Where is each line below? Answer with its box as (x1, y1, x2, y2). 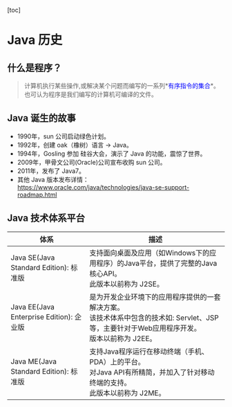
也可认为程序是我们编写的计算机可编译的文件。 (23, 90, 157, 98)
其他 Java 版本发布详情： (17, 175, 89, 183)
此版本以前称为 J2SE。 (89, 279, 164, 289)
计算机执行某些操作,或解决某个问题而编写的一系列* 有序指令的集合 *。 (23, 82, 220, 89)
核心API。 (89, 269, 122, 278)
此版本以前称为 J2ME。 (89, 388, 166, 397)
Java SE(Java (10, 253, 55, 262)
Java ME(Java (10, 356, 57, 366)
